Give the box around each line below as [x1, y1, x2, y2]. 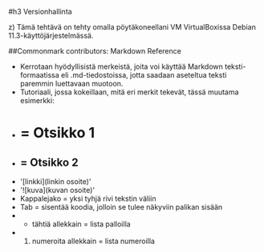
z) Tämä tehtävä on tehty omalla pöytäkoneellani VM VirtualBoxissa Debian [8, 22, 257, 31]
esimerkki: [19, 96, 55, 105]
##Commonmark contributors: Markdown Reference [8, 46, 182, 55]
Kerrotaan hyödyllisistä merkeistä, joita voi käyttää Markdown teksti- [19, 62, 246, 71]
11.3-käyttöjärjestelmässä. [8, 31, 94, 40]
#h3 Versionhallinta [8, 7, 72, 16]
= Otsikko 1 [19, 124, 95, 142]
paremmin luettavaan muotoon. [19, 79, 124, 88]
